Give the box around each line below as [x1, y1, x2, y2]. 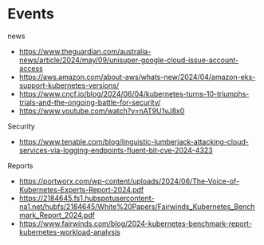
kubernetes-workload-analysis [18, 227, 120, 236]
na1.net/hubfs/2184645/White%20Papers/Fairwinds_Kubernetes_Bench [18, 201, 256, 211]
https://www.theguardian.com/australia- [18, 46, 152, 56]
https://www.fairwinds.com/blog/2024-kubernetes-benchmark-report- [18, 219, 253, 228]
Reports [7, 160, 33, 170]
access [18, 63, 43, 73]
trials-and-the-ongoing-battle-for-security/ [18, 97, 161, 107]
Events [7, 5, 55, 23]
